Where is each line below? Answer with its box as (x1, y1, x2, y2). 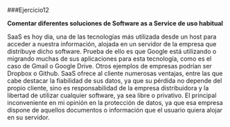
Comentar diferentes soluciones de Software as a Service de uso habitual (7, 19, 224, 27)
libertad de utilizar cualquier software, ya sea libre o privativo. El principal (7, 91, 217, 99)
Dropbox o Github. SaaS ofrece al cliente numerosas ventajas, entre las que (7, 69, 223, 77)
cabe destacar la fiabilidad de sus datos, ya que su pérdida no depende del (7, 77, 222, 85)
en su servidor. (7, 113, 50, 121)
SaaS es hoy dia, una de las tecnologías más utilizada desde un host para (7, 32, 217, 41)
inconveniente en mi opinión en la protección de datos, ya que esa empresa (7, 99, 223, 106)
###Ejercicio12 (7, 6, 50, 14)
